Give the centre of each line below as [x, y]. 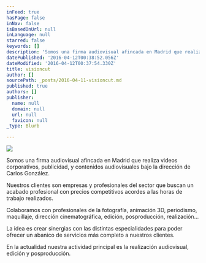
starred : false [26, 40]
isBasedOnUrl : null [31, 29]
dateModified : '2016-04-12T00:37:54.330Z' [61, 63]
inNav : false [23, 23]
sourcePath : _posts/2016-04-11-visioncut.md [64, 80]
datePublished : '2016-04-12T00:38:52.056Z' [63, 58]
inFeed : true [23, 12]
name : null [26, 103]
